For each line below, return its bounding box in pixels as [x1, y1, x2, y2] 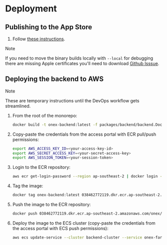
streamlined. [5, 103, 31, 109]
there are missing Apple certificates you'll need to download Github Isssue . [5, 61, 160, 66]
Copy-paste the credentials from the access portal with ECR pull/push [12, 131, 156, 137]
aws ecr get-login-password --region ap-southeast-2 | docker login [12, 174, 158, 179]
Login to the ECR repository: [12, 164, 71, 170]
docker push [12, 211, 37, 216]
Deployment [5, 3, 57, 14]
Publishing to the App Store [5, 23, 92, 31]
